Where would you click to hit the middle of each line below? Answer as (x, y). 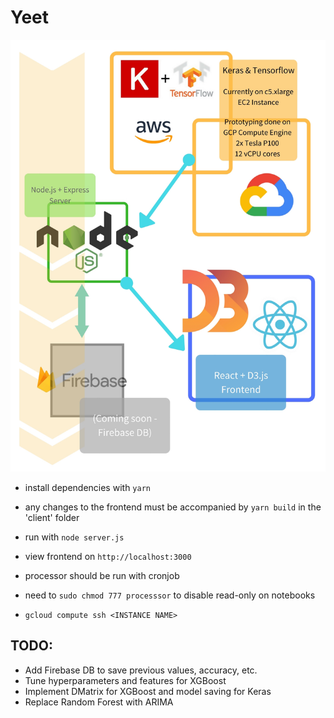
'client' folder (52, 518)
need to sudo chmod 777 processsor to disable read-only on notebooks (170, 595)
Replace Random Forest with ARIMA (99, 702)
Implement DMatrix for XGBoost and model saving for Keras (148, 691)
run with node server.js (74, 537)
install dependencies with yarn (87, 488)
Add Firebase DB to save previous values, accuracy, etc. (141, 670)
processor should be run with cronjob (102, 576)
